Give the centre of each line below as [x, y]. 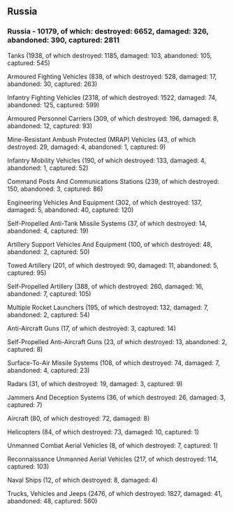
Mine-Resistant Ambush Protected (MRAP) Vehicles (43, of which [102, 139]
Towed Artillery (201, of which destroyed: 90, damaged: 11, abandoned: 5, [113, 265]
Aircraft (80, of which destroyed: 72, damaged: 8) [79, 418]
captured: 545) [29, 63]
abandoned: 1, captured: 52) [48, 168]
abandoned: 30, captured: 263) [52, 84]
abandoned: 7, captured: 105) [49, 294]
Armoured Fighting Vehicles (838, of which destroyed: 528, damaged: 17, [112, 76]
